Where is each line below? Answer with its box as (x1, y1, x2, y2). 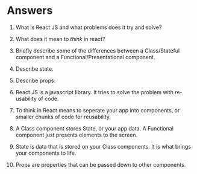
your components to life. (15, 149, 77, 156)
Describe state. (15, 65, 54, 72)
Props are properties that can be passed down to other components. (15, 161, 186, 168)
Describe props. (15, 77, 56, 84)
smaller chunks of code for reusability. (15, 113, 111, 120)
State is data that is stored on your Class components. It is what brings (15, 143, 192, 150)
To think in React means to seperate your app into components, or (15, 106, 180, 114)
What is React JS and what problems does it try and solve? (15, 24, 162, 31)
